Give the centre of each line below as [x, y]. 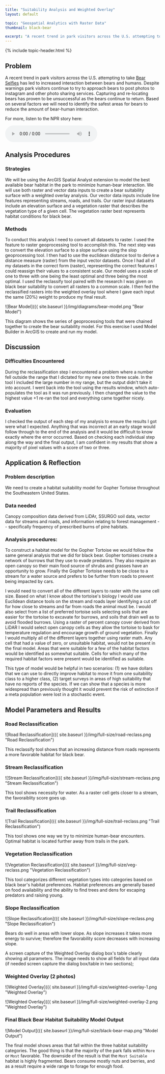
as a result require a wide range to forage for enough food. [65, 1066]
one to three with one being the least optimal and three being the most [76, 276]
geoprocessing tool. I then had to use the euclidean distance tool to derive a [82, 255]
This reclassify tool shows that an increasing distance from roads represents [82, 749]
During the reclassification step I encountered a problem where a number [79, 372]
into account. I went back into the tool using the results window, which [76, 387]
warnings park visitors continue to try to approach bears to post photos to [80, 88]
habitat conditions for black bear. [39, 216]
